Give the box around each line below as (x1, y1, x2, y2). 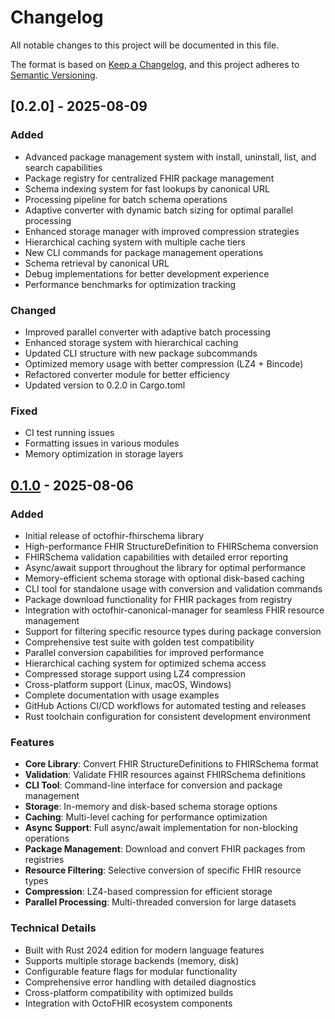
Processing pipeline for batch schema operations (24, 193, 228, 205)
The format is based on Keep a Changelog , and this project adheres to (10, 58, 300, 70)
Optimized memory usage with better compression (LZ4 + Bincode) (24, 357, 304, 370)
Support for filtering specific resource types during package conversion (24, 625, 322, 637)
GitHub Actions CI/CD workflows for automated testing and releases (24, 699, 307, 711)
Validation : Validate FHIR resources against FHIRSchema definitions (24, 769, 306, 781)
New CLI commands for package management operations (24, 246, 264, 258)
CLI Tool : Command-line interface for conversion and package (24, 779, 283, 791)
